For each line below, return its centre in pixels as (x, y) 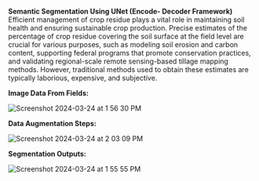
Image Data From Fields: (48, 93)
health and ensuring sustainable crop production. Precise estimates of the (128, 28)
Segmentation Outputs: (47, 154)
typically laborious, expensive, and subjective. (83, 78)
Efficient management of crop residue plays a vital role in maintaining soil (126, 20)
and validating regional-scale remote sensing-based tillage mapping (119, 61)
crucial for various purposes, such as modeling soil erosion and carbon (123, 45)
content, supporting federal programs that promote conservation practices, (129, 53)
